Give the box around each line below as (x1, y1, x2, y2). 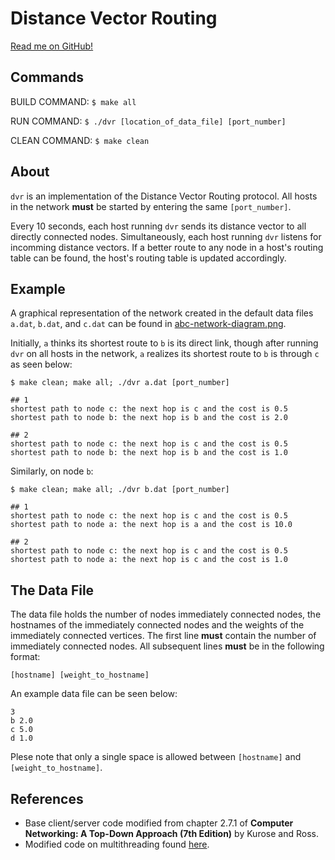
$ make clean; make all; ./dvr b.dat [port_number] (10, 485, 230, 495)
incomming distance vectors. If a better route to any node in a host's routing (10, 241, 324, 253)
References (10, 790, 84, 807)
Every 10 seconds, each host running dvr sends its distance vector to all (10, 220, 307, 232)
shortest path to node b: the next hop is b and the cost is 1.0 (10, 448, 288, 458)
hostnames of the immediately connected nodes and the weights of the (10, 619, 305, 631)
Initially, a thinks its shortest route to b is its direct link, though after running (10, 337, 319, 349)
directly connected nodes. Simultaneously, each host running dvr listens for (10, 230, 322, 242)
